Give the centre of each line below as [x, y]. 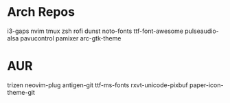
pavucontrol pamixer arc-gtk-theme [71, 38]
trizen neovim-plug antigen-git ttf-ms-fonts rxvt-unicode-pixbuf [98, 85]
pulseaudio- [202, 31]
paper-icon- [206, 85]
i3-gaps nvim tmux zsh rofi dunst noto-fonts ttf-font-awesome [95, 31]
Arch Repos [41, 12]
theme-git [21, 92]
